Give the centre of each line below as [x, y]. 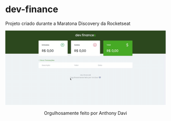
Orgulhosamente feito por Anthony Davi [85, 113]
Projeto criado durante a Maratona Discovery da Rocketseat [68, 23]
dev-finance [32, 9]
